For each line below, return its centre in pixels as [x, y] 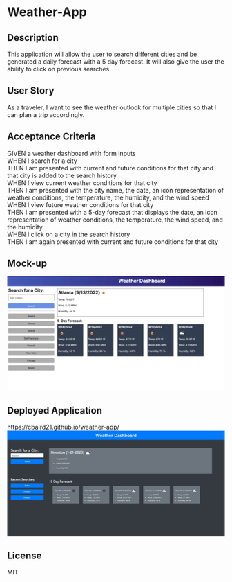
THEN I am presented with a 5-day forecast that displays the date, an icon [112, 212]
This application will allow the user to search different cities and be [102, 54]
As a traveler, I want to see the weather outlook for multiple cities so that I [112, 107]
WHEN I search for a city [42, 161]
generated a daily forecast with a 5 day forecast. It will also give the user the [116, 62]
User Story [31, 91]
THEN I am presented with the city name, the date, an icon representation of [116, 190]
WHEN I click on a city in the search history [69, 234]
